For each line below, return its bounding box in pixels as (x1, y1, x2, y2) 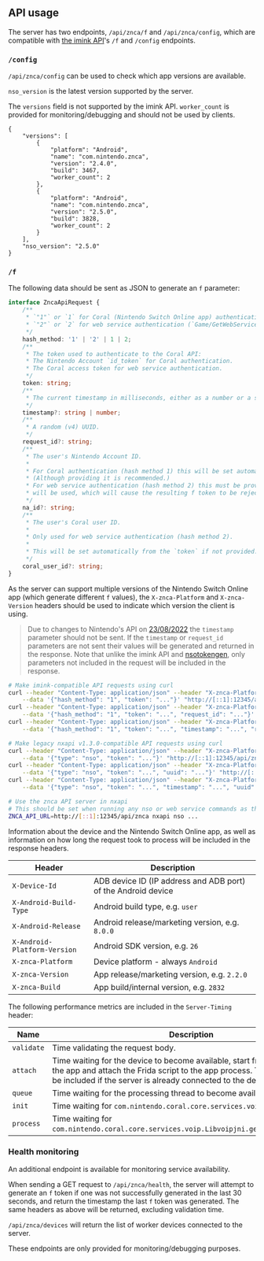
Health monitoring (8, 1146, 79, 1157)
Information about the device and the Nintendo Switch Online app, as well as (8, 826, 256, 836)
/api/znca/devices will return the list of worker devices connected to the (8, 1220, 244, 1229)
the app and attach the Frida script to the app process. (52, 1065, 253, 1076)
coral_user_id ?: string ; (22, 562, 104, 570)
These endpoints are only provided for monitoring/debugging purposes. (8, 1244, 241, 1253)
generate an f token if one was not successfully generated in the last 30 (8, 1188, 242, 1197)
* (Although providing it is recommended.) (25, 474, 170, 483)
